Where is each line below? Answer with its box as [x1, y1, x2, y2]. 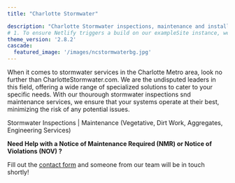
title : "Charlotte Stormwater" [7, 10, 99, 17]
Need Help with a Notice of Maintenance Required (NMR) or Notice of [7, 140, 212, 147]
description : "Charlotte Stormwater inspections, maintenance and [7, 22, 205, 30]
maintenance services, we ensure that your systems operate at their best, [7, 98, 220, 105]
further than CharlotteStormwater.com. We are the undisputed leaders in [7, 75, 217, 84]
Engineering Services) [7, 126, 71, 134]
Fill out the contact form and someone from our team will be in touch [7, 161, 205, 168]
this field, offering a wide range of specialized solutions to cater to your [7, 83, 213, 91]
